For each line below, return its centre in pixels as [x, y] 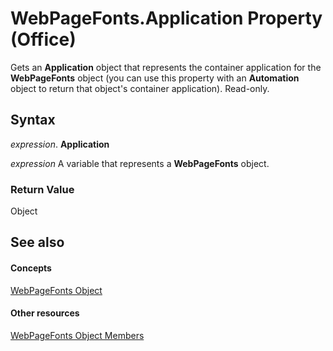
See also [37, 242]
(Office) [43, 39]
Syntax [33, 120]
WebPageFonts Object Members [77, 335]
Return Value [42, 189]
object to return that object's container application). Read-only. [140, 88]
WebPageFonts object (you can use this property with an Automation [155, 78]
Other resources [45, 313]
